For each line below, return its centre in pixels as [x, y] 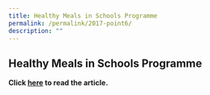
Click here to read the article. [58, 83]
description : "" [36, 31]
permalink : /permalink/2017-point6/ [70, 23]
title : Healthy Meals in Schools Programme [83, 16]
